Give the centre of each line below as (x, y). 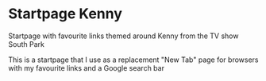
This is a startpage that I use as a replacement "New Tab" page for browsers (133, 60)
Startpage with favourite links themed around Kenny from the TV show (123, 36)
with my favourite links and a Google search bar (87, 67)
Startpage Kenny (66, 14)
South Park (27, 44)
